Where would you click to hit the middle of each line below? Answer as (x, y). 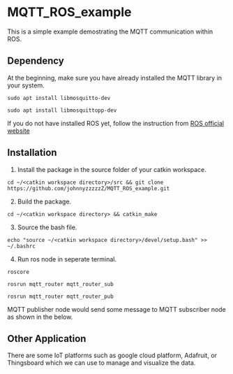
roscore (18, 272)
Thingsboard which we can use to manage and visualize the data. (102, 363)
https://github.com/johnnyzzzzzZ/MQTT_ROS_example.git (89, 188)
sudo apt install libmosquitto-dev (59, 98)
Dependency (36, 61)
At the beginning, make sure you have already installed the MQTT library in (114, 78)
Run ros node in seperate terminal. (67, 259)
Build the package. (44, 201)
